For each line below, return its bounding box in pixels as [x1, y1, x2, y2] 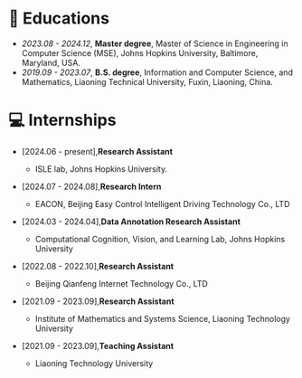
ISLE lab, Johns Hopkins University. [34, 163, 168, 175]
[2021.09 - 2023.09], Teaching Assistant [21, 340, 174, 351]
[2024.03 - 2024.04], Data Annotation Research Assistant [21, 216, 241, 227]
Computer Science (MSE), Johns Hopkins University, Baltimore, [21, 47, 259, 58]
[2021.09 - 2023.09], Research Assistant [21, 296, 175, 307]
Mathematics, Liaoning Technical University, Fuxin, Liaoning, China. [21, 76, 273, 87]
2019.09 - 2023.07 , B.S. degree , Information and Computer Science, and [21, 67, 293, 78]
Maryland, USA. [21, 57, 80, 68]
